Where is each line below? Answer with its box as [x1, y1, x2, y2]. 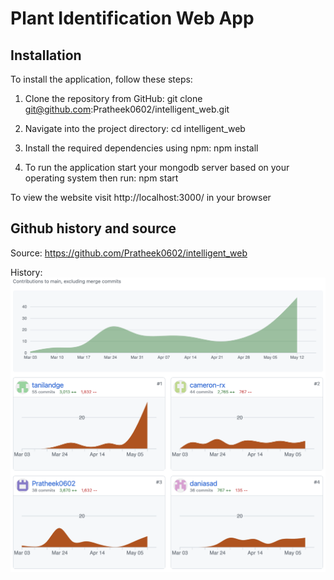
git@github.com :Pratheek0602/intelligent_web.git [24, 103, 230, 115]
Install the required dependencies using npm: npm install [24, 142, 259, 154]
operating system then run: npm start [24, 172, 179, 184]
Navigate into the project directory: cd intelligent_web [24, 123, 246, 134]
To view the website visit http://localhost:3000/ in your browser [10, 192, 272, 203]
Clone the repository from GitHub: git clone [24, 93, 203, 104]
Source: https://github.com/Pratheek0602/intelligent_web [10, 247, 248, 259]
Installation [10, 47, 82, 64]
